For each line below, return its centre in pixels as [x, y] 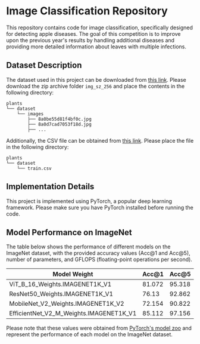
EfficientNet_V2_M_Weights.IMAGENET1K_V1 [73, 314]
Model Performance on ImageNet [69, 232]
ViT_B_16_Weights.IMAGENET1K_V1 [60, 284]
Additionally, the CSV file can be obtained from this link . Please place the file [100, 140]
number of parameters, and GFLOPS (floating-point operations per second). [99, 259]
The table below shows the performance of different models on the [88, 247]
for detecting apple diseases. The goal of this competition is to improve [93, 33]
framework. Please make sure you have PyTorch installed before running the [100, 207]
